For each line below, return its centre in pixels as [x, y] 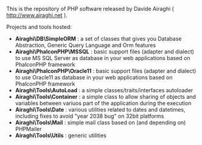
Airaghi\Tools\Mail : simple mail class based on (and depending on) [100, 123]
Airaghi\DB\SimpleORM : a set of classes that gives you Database [98, 39]
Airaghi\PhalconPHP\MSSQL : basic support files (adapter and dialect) [105, 52]
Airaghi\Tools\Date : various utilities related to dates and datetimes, [100, 110]
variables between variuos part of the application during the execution [103, 103]
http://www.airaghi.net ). [37, 15]
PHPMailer [28, 129]
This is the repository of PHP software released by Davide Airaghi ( [90, 9]
